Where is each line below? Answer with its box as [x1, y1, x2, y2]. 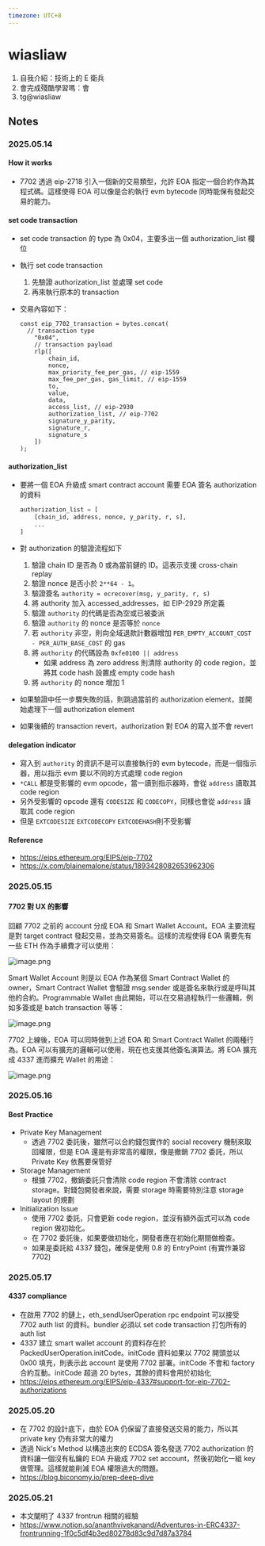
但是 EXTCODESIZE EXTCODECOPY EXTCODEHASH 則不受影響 [19, 817, 191, 826]
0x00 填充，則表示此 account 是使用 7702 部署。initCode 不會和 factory [19, 1357, 256, 1368]
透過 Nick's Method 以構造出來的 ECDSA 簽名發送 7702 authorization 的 [19, 1444, 255, 1453]
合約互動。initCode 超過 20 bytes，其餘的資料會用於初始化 [19, 1368, 212, 1377]
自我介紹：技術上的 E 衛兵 [19, 73, 105, 82]
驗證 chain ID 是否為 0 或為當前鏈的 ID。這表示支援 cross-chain [31, 560, 238, 569]
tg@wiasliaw [19, 92, 62, 101]
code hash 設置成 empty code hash [59, 668, 176, 677]
